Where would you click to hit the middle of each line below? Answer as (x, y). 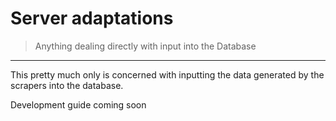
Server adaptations (92, 18)
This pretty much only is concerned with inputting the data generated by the (167, 74)
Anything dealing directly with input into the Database (145, 46)
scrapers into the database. (67, 85)
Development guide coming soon (78, 104)
